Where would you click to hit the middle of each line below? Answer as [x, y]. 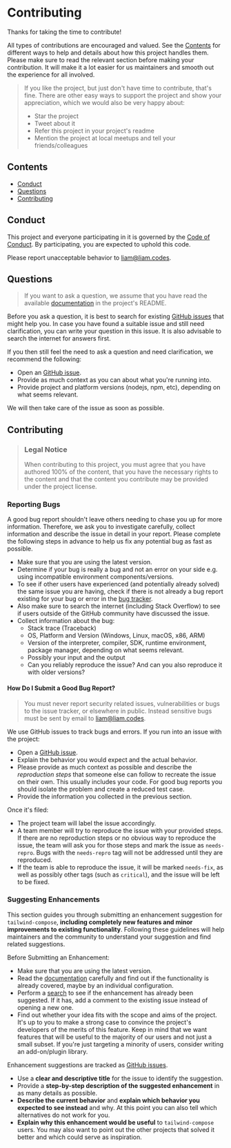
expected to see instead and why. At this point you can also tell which [117, 1107]
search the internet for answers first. [59, 338]
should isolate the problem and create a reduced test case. [101, 789]
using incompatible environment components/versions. [96, 577]
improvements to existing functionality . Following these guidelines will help [116, 929]
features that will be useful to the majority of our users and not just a [114, 1037]
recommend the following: [44, 359]
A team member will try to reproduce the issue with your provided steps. [120, 830]
